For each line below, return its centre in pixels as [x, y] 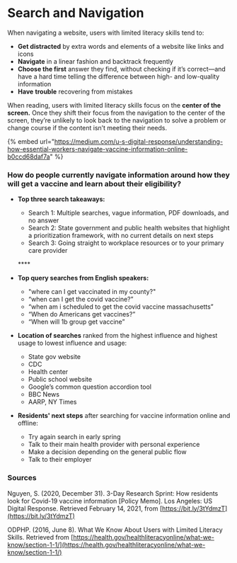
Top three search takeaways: [61, 199]
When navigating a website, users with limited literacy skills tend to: [106, 33]
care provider [48, 251]
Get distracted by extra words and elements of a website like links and [121, 46]
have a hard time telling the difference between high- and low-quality [118, 76]
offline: [28, 423]
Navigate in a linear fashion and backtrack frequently [95, 61]
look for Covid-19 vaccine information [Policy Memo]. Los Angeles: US [110, 501]
